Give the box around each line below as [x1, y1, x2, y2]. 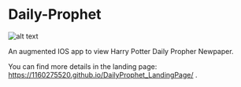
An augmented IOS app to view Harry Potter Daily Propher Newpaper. [8, 46, 234, 56]
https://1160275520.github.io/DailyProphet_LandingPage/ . [8, 70, 198, 79]
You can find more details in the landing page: [8, 61, 158, 71]
